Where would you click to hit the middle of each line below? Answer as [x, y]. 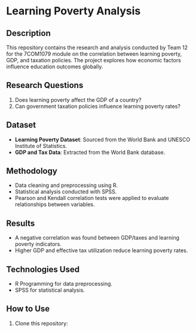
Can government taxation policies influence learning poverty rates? [98, 106]
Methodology [32, 171]
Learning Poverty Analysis [73, 11]
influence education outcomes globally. [55, 66]
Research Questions [45, 85]
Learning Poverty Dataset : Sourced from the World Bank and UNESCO [102, 140]
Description [28, 33]
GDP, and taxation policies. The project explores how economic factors [94, 60]
